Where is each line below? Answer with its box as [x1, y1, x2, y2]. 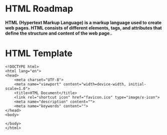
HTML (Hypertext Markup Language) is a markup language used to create [5, 19, 161, 25]
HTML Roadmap [5, 3, 73, 14]
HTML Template [5, 48, 73, 59]
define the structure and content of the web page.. [5, 30, 112, 36]
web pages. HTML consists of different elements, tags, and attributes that [5, 24, 162, 30]
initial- [128, 81, 146, 86]
